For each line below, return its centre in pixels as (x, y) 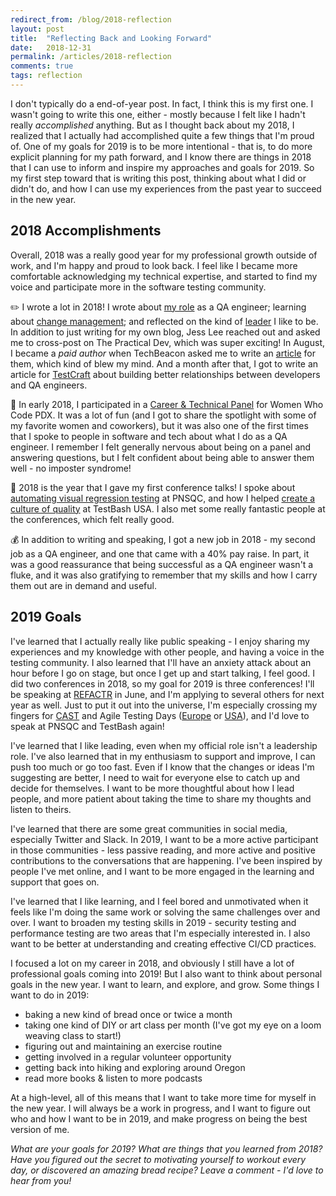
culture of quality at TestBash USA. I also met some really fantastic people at (168, 508)
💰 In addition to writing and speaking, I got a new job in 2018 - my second (163, 539)
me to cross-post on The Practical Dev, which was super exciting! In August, (167, 342)
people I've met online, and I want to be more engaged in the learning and (162, 871)
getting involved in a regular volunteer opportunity (128, 1057)
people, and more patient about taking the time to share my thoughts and (161, 798)
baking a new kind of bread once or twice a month (128, 1014)
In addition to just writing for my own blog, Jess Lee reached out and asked (165, 332)
